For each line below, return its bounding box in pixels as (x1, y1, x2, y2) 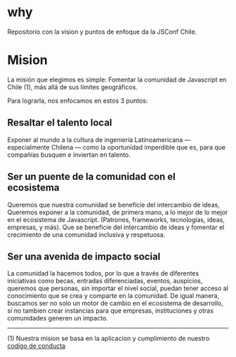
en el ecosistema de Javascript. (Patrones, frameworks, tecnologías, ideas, (7, 215, 225, 223)
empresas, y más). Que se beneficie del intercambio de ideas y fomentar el (7, 223, 225, 231)
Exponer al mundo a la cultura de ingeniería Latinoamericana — (7, 135, 191, 144)
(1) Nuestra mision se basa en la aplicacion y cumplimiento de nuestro (7, 335, 210, 343)
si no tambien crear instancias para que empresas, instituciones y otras (7, 306, 214, 315)
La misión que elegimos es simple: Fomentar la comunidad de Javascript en (7, 75, 227, 84)
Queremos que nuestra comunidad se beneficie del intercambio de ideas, (7, 200, 220, 209)
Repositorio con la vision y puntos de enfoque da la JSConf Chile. (7, 27, 197, 36)
